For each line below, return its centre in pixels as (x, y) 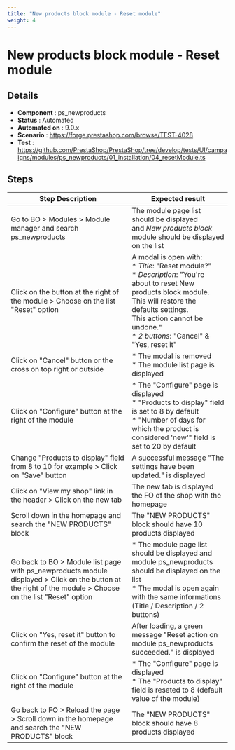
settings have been (163, 467)
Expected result (178, 199)
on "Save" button (39, 475)
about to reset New (163, 283)
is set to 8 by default (165, 411)
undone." (147, 327)
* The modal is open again (175, 588)
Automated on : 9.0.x (48, 128)
